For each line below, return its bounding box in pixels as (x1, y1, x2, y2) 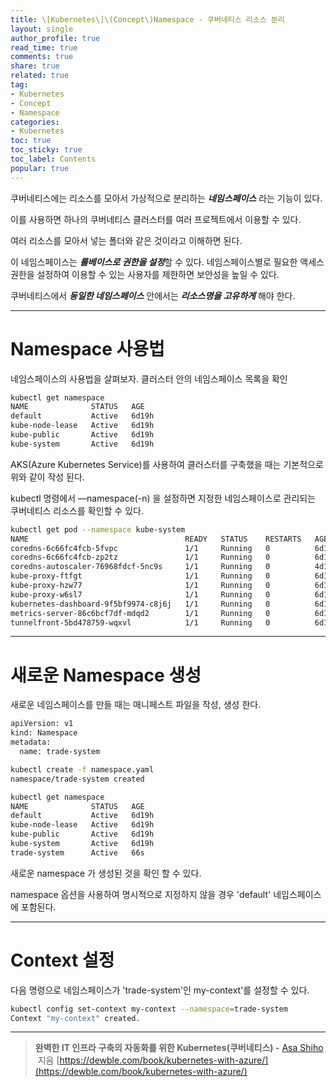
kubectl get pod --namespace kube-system (10, 524, 186, 535)
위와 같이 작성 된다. (10, 471, 85, 483)
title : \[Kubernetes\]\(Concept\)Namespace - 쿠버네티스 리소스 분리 (10, 14, 285, 25)
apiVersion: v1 (10, 719, 74, 729)
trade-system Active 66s (10, 847, 145, 858)
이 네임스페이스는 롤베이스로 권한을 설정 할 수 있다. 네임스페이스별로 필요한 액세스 (10, 256, 325, 268)
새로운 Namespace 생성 (10, 664, 202, 686)
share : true (10, 61, 60, 71)
